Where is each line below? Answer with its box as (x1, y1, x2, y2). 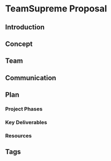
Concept (5, 39, 33, 48)
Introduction (5, 23, 45, 31)
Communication (5, 73, 56, 82)
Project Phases (5, 106, 42, 113)
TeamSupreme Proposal (5, 3, 107, 14)
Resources (5, 132, 32, 139)
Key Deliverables (5, 119, 47, 126)
